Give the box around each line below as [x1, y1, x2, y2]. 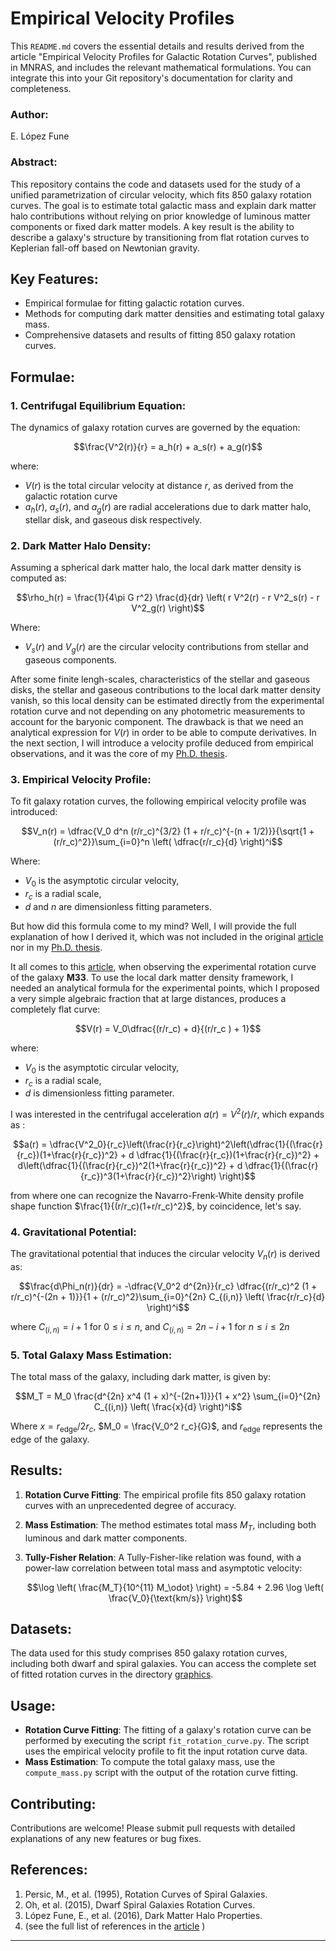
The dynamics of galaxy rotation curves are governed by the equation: [10, 422, 301, 434]
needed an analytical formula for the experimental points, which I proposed [10, 982, 320, 994]
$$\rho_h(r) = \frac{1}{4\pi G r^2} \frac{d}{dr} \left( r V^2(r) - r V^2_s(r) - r [16, 592, 320, 604]
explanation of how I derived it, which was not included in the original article [10, 930, 324, 942]
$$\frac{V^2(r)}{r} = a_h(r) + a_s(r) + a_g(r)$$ [73, 441, 263, 453]
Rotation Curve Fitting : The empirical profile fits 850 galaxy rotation [24, 1488, 307, 1501]
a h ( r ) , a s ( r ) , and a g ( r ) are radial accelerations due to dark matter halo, [24, 501, 312, 515]
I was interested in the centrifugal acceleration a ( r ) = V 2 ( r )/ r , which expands [10, 1107, 325, 1121]
